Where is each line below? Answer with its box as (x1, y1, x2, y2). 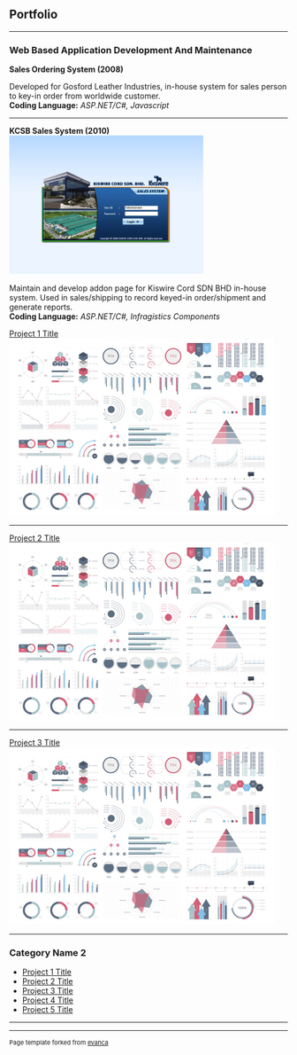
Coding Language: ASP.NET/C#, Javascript (9, 100, 170, 111)
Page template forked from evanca (9, 1038, 109, 1047)
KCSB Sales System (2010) (9, 126, 110, 137)
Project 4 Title (21, 995, 73, 1005)
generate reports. (9, 301, 73, 313)
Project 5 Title (21, 1004, 73, 1015)
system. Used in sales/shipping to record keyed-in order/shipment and (9, 293, 267, 303)
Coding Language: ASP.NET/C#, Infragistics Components (9, 311, 221, 322)
